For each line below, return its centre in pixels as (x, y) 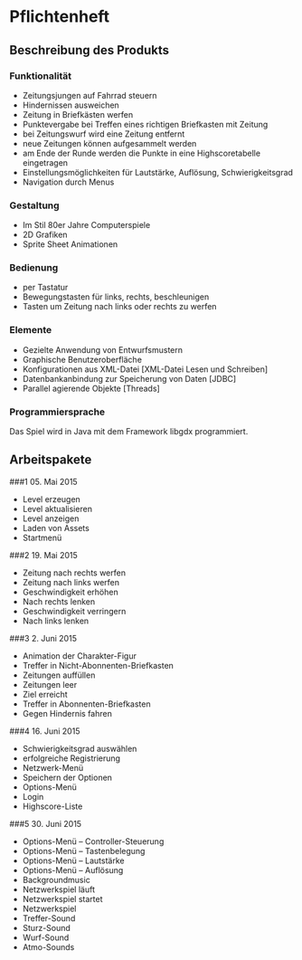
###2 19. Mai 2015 (44, 555)
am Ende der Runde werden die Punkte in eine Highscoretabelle (141, 153)
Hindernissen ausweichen (71, 105)
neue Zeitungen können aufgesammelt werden (109, 143)
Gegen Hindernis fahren (67, 713)
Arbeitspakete (51, 460)
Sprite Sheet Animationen (70, 244)
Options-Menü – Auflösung (73, 870)
